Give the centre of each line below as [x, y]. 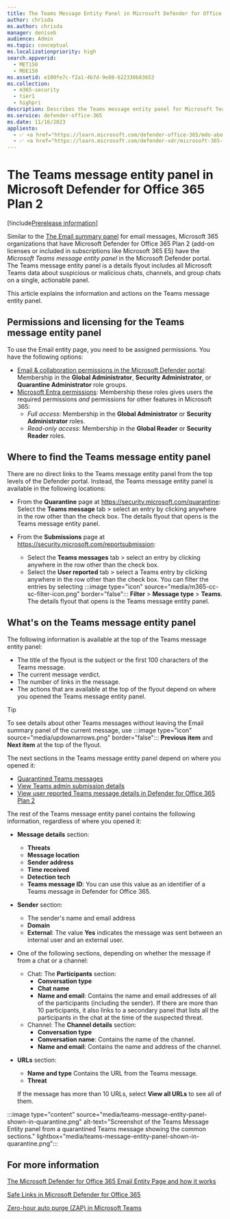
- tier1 [24, 97]
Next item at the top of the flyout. [54, 744]
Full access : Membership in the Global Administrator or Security [119, 414]
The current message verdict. [59, 674]
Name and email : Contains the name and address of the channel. [129, 1046]
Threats [39, 847]
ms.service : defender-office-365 [55, 115]
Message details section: [53, 834]
